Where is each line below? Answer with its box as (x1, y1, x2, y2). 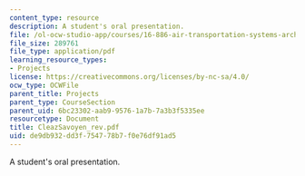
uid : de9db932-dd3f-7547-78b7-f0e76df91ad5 (9, 132, 177, 141)
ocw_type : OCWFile (9, 81, 79, 90)
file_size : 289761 (9, 38, 79, 48)
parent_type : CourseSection (9, 97, 116, 107)
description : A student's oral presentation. (9, 22, 184, 31)
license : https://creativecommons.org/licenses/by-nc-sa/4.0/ (9, 73, 250, 82)
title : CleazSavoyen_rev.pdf (9, 123, 120, 132)
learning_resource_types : (9, 55, 107, 64)
